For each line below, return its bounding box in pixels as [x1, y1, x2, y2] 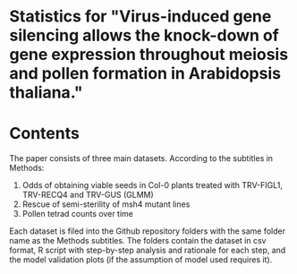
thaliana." [9, 82, 83, 103]
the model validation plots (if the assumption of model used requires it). [9, 254, 273, 265]
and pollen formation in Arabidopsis [9, 64, 282, 84]
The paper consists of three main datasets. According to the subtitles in [9, 153, 274, 164]
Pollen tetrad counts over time [21, 209, 134, 219]
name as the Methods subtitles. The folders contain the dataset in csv [9, 235, 267, 246]
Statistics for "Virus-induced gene [9, 6, 272, 27]
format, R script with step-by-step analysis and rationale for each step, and [9, 244, 286, 256]
